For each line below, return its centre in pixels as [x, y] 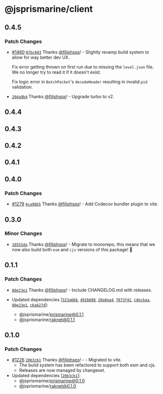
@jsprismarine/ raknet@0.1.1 [47, 319]
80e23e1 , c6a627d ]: [30, 305]
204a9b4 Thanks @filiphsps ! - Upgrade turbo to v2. [63, 96]
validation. [22, 87]
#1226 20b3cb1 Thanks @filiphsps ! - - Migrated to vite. [66, 360]
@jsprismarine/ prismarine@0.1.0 [52, 381]
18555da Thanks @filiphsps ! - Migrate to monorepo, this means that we [83, 244]
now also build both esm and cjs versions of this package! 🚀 [72, 249]
